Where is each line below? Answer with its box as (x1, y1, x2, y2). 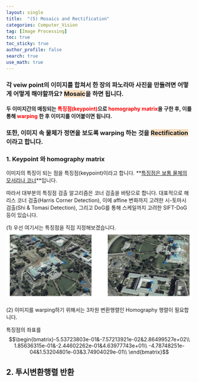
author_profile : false (6, 47, 62, 53)
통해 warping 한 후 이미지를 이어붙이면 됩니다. (6, 113, 112, 120)
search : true (6, 53, 38, 59)
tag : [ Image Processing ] (6, 28, 67, 34)
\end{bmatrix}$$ (128, 348, 170, 355)
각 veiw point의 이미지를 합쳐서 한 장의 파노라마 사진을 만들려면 (6, 80, 176, 89)
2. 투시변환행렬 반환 (6, 367, 75, 377)
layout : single (6, 9, 44, 15)
